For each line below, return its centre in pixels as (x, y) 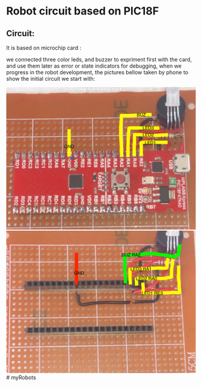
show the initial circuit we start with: (50, 79)
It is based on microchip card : (44, 48)
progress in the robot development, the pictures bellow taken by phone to (97, 72)
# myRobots (21, 377)
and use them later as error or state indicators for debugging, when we (94, 66)
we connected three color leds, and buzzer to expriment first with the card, (99, 59)
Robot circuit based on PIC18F (83, 11)
